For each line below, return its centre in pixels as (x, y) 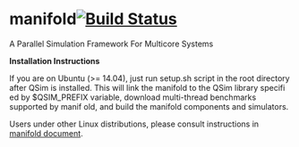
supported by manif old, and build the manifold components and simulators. (149, 106)
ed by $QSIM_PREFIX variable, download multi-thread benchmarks (133, 97)
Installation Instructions (55, 61)
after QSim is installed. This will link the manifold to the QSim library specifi (147, 87)
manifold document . (46, 133)
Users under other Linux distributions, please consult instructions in (134, 124)
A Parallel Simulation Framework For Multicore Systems (111, 44)
